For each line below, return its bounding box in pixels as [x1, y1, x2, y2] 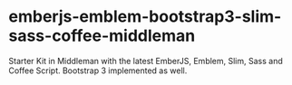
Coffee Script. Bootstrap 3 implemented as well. [8, 65, 188, 76]
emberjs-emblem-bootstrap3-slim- [8, 6, 282, 27]
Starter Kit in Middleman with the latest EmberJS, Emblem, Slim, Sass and [8, 55, 283, 66]
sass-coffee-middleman [8, 25, 196, 46]
